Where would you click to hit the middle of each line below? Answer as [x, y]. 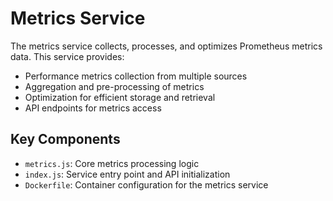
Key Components [65, 139]
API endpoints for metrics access [93, 108]
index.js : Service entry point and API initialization [127, 174]
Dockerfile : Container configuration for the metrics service [146, 184]
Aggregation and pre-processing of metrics [114, 86]
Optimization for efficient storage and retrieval [120, 97]
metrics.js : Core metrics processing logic [112, 163]
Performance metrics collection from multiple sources [136, 76]
